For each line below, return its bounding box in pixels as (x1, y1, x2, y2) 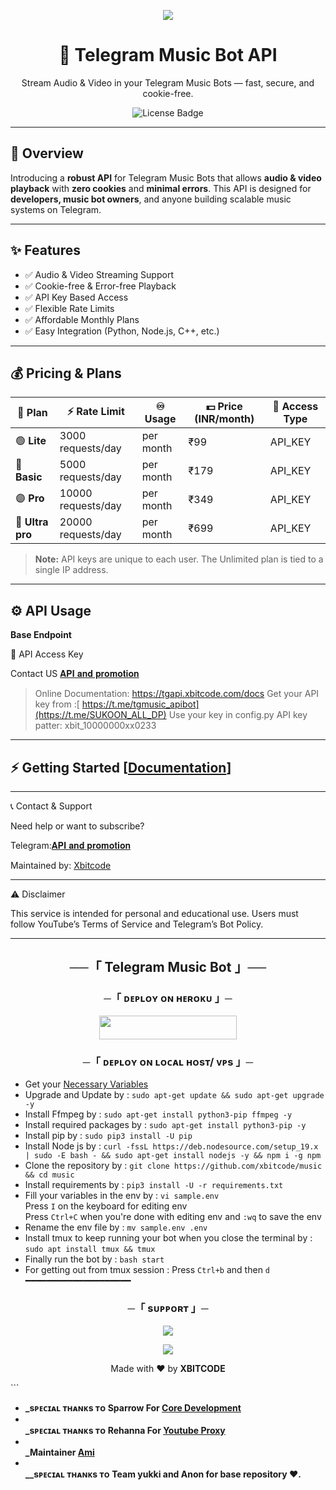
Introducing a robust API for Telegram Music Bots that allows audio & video (10, 171, 322, 184)
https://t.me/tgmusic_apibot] (81, 698, 200, 710)
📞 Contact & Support (10, 800, 93, 812)
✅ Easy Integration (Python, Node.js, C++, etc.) (24, 325, 220, 337)
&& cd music (24, 1170, 75, 1180)
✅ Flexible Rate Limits (24, 302, 115, 314)
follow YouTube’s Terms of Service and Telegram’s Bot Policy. (10, 918, 264, 930)
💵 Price (205, 400, 243, 414)
